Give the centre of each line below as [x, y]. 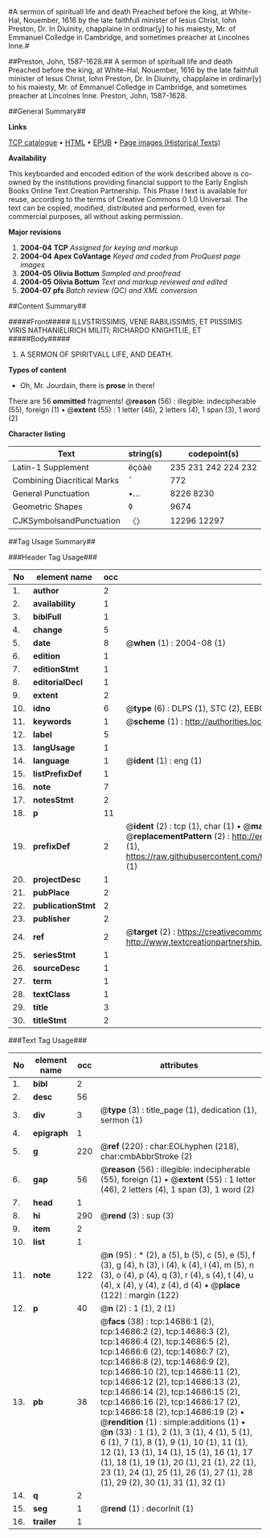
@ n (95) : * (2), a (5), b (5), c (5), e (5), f [178, 1255]
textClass [52, 994]
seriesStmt [55, 955]
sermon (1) [121, 1120]
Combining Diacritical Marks [65, 480]
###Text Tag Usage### [48, 1040]
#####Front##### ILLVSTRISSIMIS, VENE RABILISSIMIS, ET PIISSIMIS [125, 322]
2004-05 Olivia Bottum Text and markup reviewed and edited [123, 282]
